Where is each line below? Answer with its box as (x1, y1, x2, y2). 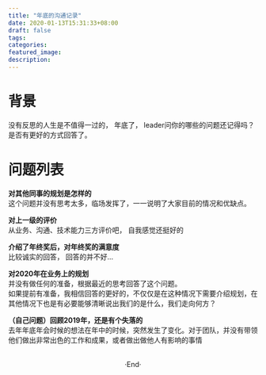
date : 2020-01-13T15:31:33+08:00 (8, 19, 119, 27)
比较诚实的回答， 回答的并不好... (8, 251, 114, 262)
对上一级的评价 (8, 215, 57, 224)
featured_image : (8, 48, 62, 56)
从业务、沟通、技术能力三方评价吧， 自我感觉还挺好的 (8, 225, 184, 235)
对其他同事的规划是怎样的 (8, 188, 92, 198)
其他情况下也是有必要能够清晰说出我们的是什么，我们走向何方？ (8, 298, 216, 308)
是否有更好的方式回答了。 (8, 130, 92, 140)
